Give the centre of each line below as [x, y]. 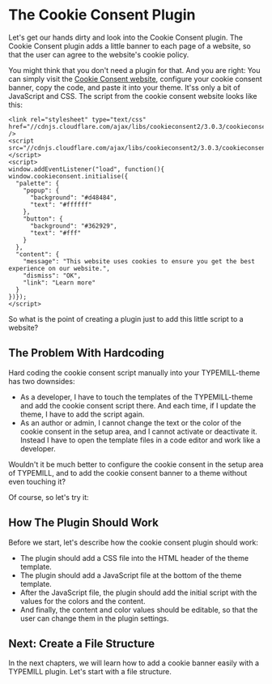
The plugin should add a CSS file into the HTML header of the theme [134, 558]
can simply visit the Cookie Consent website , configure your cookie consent [136, 79]
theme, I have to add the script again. [82, 414]
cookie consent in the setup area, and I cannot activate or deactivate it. [138, 431]
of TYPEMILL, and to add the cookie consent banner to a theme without [128, 472]
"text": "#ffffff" [61, 204]
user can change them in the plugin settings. [94, 618]
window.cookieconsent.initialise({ [68, 176]
